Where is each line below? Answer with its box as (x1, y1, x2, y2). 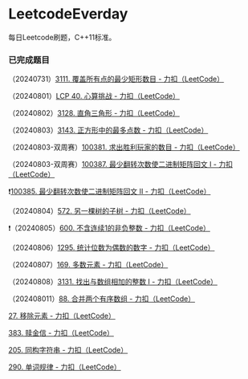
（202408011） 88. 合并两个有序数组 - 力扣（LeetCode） (8, 294, 195, 304)
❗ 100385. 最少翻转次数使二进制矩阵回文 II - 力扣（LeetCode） (8, 186, 211, 197)
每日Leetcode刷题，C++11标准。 (8, 32, 116, 42)
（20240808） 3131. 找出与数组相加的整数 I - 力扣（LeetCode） (8, 277, 218, 287)
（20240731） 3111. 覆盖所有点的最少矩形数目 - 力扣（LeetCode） (8, 74, 225, 84)
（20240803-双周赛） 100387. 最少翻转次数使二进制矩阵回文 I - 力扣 (8, 160, 233, 169)
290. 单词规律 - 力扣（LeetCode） (8, 362, 122, 372)
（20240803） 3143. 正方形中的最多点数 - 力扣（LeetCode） (8, 125, 209, 135)
